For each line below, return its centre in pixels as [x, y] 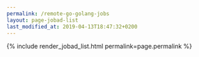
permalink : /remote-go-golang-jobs [58, 14]
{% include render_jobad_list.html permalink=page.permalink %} [99, 47]
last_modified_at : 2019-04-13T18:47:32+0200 [72, 26]
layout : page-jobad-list [42, 20]
